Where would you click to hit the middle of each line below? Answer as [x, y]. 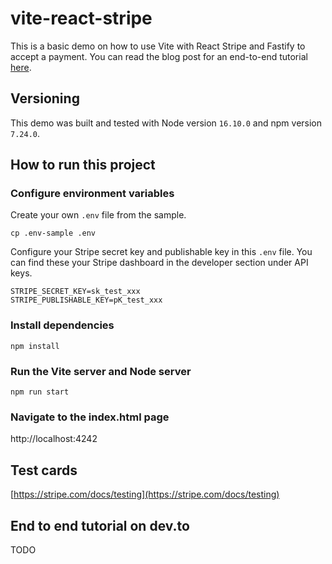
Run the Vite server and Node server [101, 371]
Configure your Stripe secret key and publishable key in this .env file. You [161, 252]
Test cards [44, 470]
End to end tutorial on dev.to [100, 525]
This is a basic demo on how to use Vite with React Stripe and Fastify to [158, 46]
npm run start [40, 392]
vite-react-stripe [81, 18]
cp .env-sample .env [53, 233]
